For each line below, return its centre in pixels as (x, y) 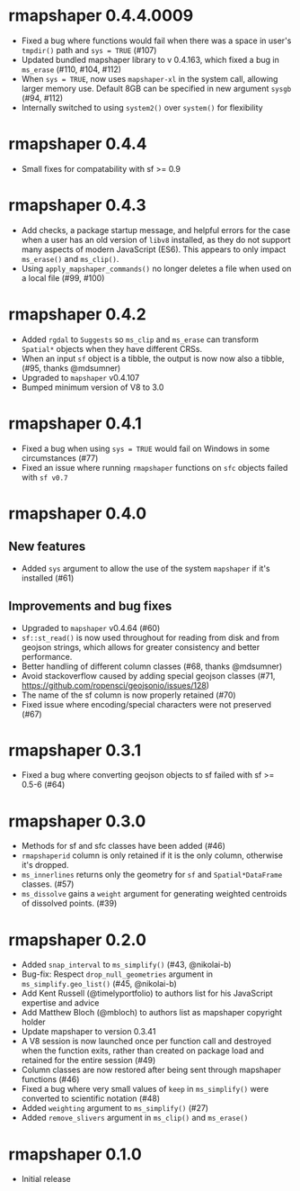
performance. (47, 656)
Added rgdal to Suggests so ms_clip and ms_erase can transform (140, 339)
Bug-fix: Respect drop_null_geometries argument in (117, 974)
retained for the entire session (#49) (88, 1060)
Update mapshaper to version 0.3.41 (88, 1032)
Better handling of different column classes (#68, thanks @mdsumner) (152, 666)
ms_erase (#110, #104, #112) (71, 69)
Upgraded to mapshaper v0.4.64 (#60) (91, 627)
